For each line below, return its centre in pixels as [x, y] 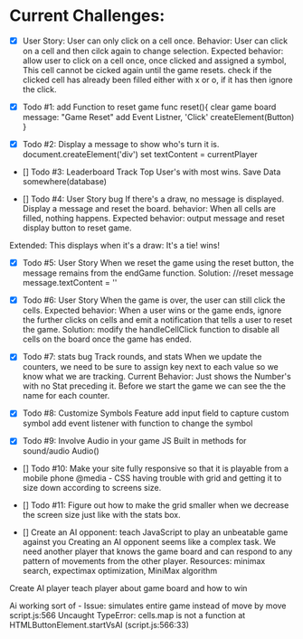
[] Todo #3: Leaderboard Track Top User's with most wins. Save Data [151, 172]
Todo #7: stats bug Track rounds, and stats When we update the [142, 357]
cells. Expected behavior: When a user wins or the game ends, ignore [152, 310]
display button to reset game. [77, 228]
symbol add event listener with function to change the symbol [137, 423]
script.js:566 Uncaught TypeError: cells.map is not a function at [128, 616]
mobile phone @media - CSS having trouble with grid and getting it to [152, 478]
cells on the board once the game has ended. [107, 339]
